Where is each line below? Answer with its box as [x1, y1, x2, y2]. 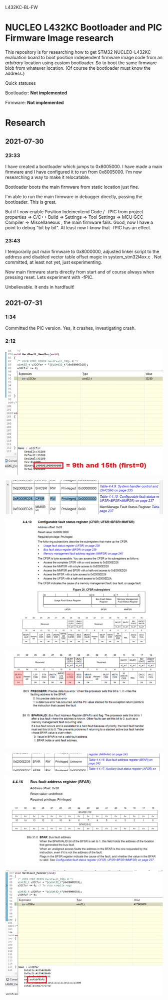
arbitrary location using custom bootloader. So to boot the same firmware [5, 60, 157, 66]
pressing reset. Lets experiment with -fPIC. [5, 274, 94, 280]
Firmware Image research [5, 33, 114, 44]
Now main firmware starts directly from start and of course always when [5, 269, 154, 275]
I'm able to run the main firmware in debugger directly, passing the [5, 193, 142, 200]
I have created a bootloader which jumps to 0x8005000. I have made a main [5, 163, 162, 170]
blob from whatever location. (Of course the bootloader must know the [5, 65, 151, 71]
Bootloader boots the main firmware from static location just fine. [5, 184, 139, 190]
